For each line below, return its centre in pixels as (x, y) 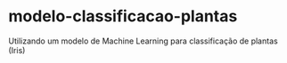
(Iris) (17, 50)
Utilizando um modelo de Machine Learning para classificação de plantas (143, 41)
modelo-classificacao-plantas (123, 16)
